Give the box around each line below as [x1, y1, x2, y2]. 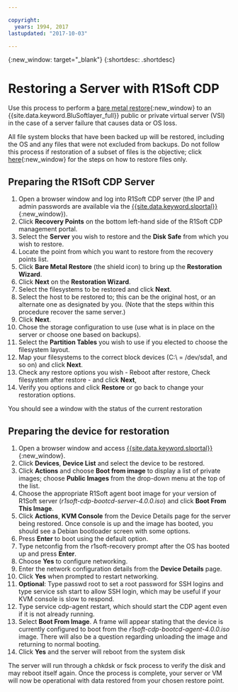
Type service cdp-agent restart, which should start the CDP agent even [18, 602, 227, 610]
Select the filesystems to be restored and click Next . [18, 285, 172, 294]
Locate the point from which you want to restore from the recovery [18, 248, 213, 256]
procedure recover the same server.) [18, 308, 126, 317]
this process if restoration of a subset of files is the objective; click [8, 148, 203, 156]
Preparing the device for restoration [8, 425, 170, 437]
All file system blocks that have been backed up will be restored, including [8, 133, 225, 141]
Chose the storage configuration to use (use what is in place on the [18, 323, 215, 331]
